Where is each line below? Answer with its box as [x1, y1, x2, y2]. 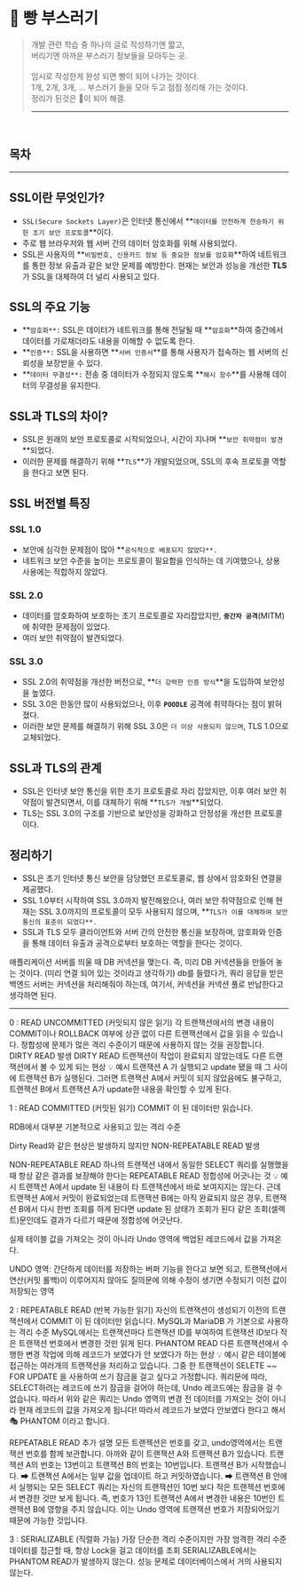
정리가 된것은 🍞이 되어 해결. [30, 92, 127, 103]
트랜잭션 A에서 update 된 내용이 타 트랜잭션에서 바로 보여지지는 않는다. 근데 [18, 1182, 281, 1193]
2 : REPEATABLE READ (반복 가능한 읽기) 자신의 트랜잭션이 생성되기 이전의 [9, 1304, 270, 1315]
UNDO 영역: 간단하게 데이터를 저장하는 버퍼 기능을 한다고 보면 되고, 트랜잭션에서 [9, 1264, 288, 1274]
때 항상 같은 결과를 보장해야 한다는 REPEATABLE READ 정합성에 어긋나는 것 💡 [9, 1170, 279, 1181]
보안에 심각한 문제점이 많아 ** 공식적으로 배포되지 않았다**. [21, 543, 218, 555]
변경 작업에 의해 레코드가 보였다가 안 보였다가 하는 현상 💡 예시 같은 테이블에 [25, 1349, 286, 1360]
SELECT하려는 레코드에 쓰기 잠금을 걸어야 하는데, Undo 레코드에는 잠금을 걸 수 [9, 1383, 283, 1393]
